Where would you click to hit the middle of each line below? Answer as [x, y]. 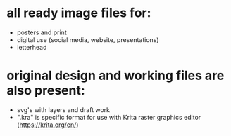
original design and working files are [115, 76]
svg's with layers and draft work [63, 109]
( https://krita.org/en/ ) [48, 125]
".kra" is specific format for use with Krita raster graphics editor [109, 117]
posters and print [42, 32]
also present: [46, 91]
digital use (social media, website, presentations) [88, 39]
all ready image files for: [79, 13]
